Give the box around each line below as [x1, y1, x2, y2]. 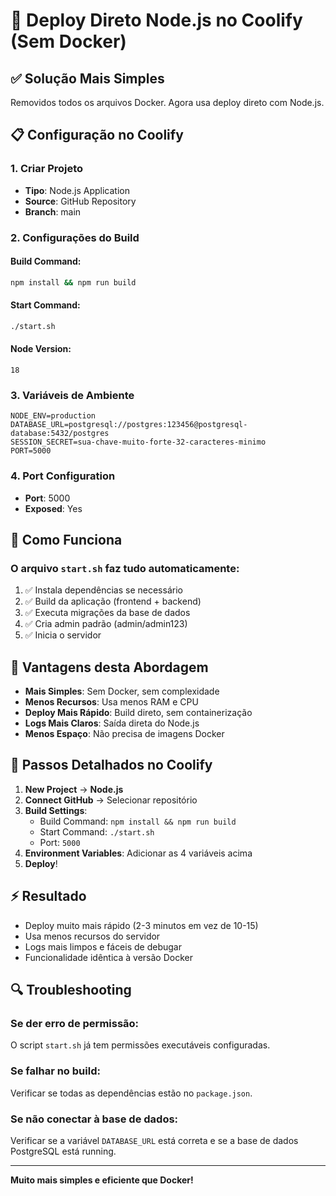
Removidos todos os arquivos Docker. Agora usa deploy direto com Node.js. [10, 97, 325, 108]
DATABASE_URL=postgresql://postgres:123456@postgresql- [10, 420, 248, 430]
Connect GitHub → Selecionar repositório [24, 794, 198, 806]
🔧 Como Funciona [10, 531, 123, 548]
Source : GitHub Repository [24, 195, 137, 207]
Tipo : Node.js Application [24, 184, 130, 196]
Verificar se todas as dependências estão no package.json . [10, 1087, 253, 1099]
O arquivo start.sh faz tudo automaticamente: [10, 561, 240, 575]
